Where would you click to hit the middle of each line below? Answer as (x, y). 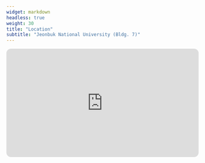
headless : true (26, 18)
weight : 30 (20, 23)
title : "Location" (30, 29)
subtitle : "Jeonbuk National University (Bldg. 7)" (73, 35)
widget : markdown (28, 12)
